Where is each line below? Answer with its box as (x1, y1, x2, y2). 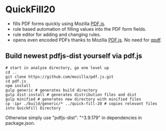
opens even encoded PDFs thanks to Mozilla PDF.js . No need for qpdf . (12, 37, 162, 43)
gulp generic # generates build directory (5, 88, 98, 93)
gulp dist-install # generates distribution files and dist (5, 92, 137, 97)
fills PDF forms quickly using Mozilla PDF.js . (12, 20, 106, 27)
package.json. (5, 120, 35, 126)
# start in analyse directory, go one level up (5, 65, 109, 70)
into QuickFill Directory (5, 105, 61, 111)
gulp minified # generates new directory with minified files (5, 96, 141, 102)
